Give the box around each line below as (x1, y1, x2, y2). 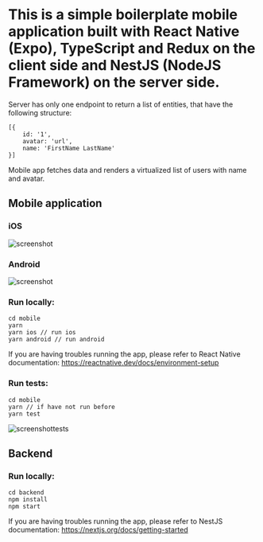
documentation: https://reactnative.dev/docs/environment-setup (8, 358, 219, 368)
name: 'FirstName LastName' (22, 144, 115, 152)
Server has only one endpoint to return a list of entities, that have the (8, 99, 234, 109)
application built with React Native (8, 22, 240, 41)
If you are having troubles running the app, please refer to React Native (8, 349, 241, 359)
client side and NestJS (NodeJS (8, 57, 222, 75)
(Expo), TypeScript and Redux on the (8, 40, 256, 57)
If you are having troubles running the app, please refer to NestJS (8, 517, 223, 526)
